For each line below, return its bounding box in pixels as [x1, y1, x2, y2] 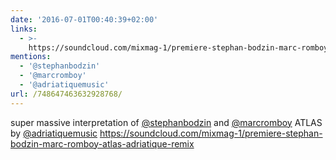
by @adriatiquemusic [10, 127, 98, 139]
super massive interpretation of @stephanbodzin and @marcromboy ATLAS [10, 116, 323, 128]
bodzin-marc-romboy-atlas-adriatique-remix [10, 137, 195, 150]
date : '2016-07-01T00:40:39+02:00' [10, 14, 159, 25]
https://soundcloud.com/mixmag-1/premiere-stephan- [99, 127, 323, 139]
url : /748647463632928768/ [10, 89, 123, 99]
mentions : [10, 52, 52, 62]
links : [10, 24, 38, 34]
